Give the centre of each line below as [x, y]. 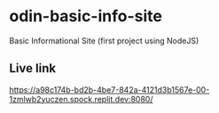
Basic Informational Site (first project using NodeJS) [104, 41]
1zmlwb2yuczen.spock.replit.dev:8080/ [81, 99]
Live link [32, 68]
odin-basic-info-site [86, 16]
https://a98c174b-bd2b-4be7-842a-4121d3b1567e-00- [109, 89]
